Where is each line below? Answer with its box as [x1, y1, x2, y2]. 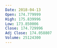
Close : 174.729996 [5, 26, 43, 31]
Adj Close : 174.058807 [5, 30, 52, 35]
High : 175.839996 [5, 16, 41, 21]
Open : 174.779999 [5, 12, 41, 17]
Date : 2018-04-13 [5, 7, 41, 12]
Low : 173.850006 [5, 21, 39, 26]
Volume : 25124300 [5, 35, 41, 40]
